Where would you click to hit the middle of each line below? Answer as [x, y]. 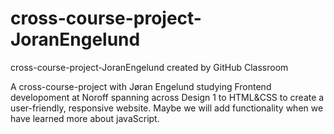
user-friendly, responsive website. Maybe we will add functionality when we [167, 108]
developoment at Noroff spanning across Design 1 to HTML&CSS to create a [167, 97]
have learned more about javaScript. [85, 118]
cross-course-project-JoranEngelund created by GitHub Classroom [149, 67]
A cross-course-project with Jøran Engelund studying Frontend [141, 86]
